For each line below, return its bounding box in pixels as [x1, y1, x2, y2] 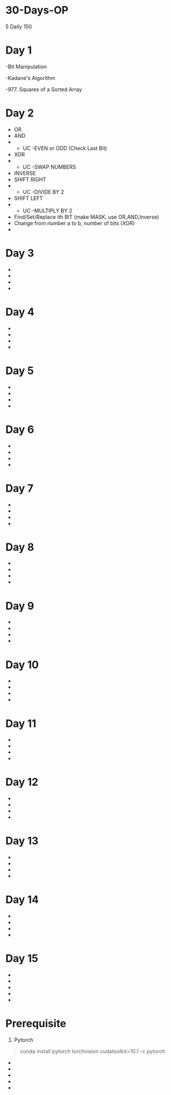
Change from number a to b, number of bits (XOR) [13, 219, 135, 226]
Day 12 [5, 776, 39, 789]
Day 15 [5, 952, 39, 965]
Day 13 [5, 834, 39, 847]
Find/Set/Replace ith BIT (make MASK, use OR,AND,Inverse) [13, 213, 159, 221]
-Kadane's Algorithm [5, 74, 56, 81]
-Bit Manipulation [5, 63, 47, 70]
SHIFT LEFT [13, 195, 43, 202]
